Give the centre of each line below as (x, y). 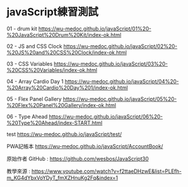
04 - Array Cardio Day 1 (35, 81)
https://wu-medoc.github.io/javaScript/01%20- (95, 28)
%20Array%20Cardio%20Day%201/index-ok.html (67, 87)
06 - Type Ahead (27, 116)
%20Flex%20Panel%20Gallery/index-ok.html (61, 105)
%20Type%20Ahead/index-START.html (55, 123)
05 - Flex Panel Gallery (34, 99)
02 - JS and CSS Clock (35, 46)
